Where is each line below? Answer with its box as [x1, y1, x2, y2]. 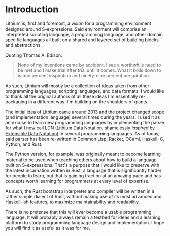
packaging [5, 98, 27, 105]
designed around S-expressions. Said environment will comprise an [5, 25, 147, 32]
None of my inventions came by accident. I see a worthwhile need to [17, 62, 161, 68]
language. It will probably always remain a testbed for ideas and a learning [5, 214, 161, 220]
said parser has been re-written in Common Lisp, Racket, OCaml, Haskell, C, [5, 136, 165, 142]
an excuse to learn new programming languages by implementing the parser [5, 119, 165, 125]
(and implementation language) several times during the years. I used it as [5, 114, 160, 120]
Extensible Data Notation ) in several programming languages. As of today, [5, 130, 160, 136]
